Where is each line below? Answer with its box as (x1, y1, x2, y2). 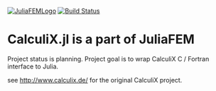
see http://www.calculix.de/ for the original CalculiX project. (7, 75, 183, 84)
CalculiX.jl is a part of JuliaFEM (7, 32, 195, 47)
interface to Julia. (7, 62, 59, 71)
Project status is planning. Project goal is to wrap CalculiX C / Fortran (7, 54, 210, 63)
